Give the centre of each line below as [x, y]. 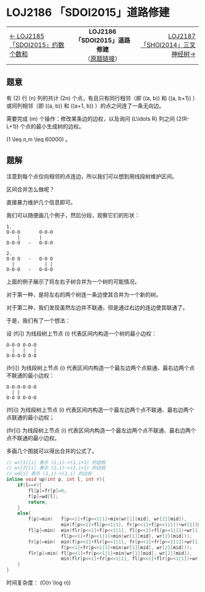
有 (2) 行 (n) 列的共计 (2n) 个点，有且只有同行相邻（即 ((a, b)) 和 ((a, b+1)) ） [102, 98]
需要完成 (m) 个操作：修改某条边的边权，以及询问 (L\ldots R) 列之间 [91, 118]
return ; [38, 502]
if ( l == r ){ [30, 485]
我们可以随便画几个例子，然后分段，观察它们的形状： [73, 215]
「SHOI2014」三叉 [168, 45]
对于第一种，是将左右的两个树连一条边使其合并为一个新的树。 [84, 294]
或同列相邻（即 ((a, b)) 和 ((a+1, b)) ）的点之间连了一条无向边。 [85, 106]
